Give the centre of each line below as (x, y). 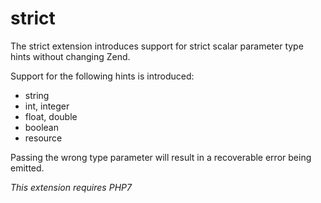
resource (43, 138)
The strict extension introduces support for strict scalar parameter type (157, 46)
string (37, 95)
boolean (41, 127)
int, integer (47, 106)
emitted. (27, 168)
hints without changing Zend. (70, 56)
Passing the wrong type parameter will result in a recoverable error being (161, 157)
